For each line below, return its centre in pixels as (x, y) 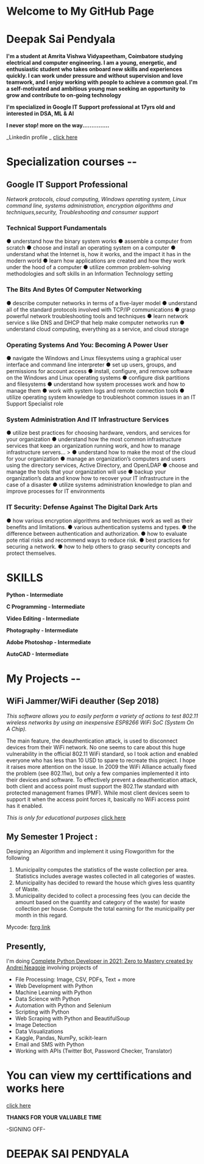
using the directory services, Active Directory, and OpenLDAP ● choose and (102, 465)
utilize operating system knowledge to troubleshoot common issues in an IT (101, 397)
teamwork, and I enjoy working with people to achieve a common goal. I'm (102, 82)
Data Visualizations (39, 1031)
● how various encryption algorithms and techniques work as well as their (100, 521)
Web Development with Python (54, 986)
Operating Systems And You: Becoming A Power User (87, 345)
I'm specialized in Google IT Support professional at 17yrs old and (91, 107)
